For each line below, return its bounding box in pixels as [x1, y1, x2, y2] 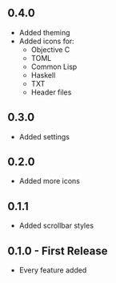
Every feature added [18, 265, 87, 275]
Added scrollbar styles [18, 220, 94, 231]
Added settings [18, 131, 70, 141]
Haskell [30, 70, 56, 79]
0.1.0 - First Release [7, 244, 108, 257]
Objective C [30, 44, 70, 55]
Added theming [18, 27, 70, 37]
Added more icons [18, 176, 81, 186]
